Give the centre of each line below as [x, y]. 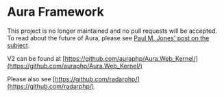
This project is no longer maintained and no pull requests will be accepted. [112, 31]
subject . [18, 45]
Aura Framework [55, 12]
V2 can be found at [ [36, 58]
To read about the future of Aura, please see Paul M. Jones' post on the [108, 38]
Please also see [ [31, 79]
